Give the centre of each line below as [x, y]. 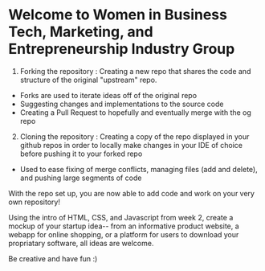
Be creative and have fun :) [53, 258]
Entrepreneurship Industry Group [122, 49]
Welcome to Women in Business [118, 15]
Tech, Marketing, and [81, 32]
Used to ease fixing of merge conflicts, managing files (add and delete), [139, 169]
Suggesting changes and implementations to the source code [122, 104]
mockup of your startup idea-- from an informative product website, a [124, 226]
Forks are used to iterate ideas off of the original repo [108, 95]
